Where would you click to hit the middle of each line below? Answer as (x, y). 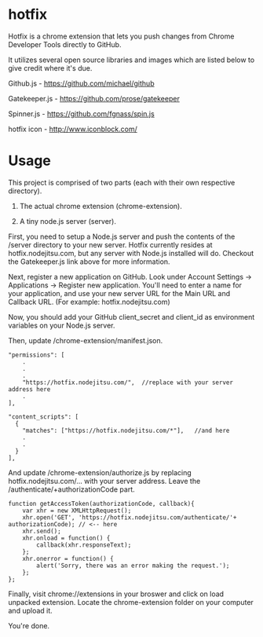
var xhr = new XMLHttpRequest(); (77, 511)
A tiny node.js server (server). (68, 221)
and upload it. (30, 610)
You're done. (29, 625)
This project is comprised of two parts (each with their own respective (122, 182)
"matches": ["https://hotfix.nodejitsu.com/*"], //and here (126, 430)
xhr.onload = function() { (66, 538)
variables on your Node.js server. (62, 325)
